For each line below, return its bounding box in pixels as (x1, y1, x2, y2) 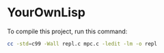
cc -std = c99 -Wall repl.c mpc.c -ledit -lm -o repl (7, 40, 157, 47)
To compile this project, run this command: (7, 27, 128, 35)
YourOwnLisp (7, 5, 85, 20)
